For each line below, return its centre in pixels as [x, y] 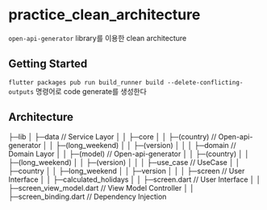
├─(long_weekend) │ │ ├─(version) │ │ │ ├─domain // [146, 145]
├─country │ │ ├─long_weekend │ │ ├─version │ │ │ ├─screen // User [127, 171]
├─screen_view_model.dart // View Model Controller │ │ [102, 187]
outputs [21, 92]
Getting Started [48, 64]
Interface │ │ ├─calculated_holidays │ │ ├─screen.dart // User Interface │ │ [135, 179]
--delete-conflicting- [205, 82]
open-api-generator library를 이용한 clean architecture [98, 38]
